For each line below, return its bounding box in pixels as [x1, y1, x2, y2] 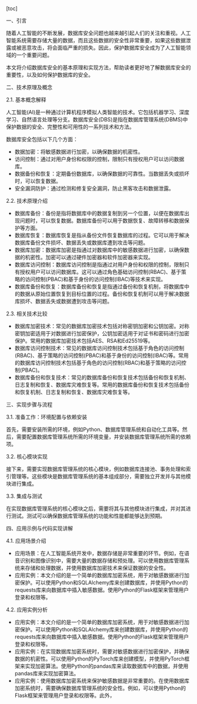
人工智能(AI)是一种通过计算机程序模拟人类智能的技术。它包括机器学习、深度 [6, 108, 189, 115]
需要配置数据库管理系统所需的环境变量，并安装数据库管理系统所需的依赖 [16, 433, 191, 440]
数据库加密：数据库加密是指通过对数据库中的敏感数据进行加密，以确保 [14, 246, 185, 253]
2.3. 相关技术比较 [6, 310, 48, 317]
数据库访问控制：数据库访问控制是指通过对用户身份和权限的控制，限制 [14, 261, 185, 268]
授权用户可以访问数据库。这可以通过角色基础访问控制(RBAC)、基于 [19, 268, 182, 275]
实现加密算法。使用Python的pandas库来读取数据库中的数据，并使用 [25, 662, 189, 669]
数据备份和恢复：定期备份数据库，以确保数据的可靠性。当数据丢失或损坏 [14, 170, 189, 177]
